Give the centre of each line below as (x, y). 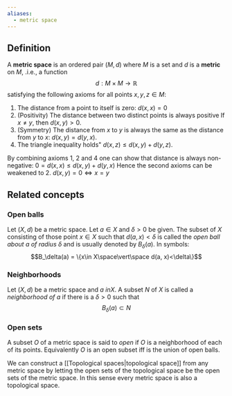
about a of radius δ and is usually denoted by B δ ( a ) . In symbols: (98, 245)
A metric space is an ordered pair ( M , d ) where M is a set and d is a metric (114, 65)
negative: (20, 165)
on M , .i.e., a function (37, 72)
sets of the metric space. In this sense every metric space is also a (102, 378)
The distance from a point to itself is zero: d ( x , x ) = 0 (92, 108)
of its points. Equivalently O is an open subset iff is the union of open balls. (114, 350)
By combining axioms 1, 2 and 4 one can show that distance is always (107, 158)
